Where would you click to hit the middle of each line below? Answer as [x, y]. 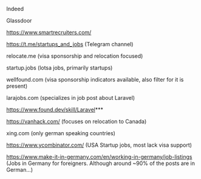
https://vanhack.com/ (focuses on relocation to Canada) [77, 121]
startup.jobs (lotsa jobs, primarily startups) [60, 68]
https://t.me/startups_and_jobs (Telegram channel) [70, 44]
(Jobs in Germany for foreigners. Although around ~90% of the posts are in [101, 163]
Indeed [15, 9]
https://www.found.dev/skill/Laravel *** [55, 110]
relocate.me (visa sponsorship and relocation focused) [75, 56]
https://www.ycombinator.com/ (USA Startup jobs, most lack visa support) [99, 145]
